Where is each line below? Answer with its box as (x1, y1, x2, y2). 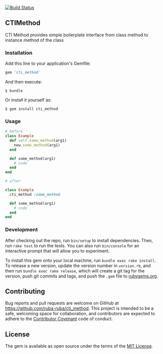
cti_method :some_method (9, 192, 60, 197)
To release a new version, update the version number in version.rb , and (5, 263, 151, 269)
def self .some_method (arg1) (9, 138, 67, 143)
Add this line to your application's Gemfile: (5, 60, 91, 66)
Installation (5, 49, 33, 56)
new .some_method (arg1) (14, 142, 60, 147)
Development (5, 226, 38, 233)
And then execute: (5, 79, 42, 84)
